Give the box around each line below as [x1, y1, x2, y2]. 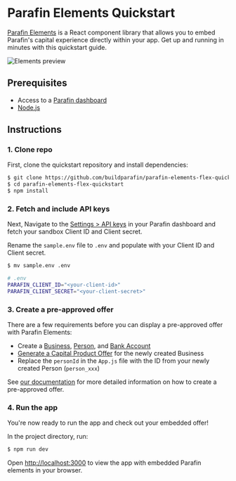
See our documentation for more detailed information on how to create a [7, 378, 217, 386]
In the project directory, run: [7, 432, 88, 441]
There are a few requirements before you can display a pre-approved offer [7, 321, 223, 329]
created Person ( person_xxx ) [17, 364, 100, 373]
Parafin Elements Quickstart [7, 5, 176, 21]
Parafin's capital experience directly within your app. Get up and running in [7, 35, 224, 44]
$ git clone [7, 174, 42, 181]
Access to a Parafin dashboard [17, 96, 107, 104]
